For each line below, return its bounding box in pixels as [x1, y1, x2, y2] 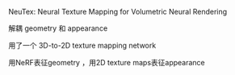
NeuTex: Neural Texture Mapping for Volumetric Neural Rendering [8, 7, 228, 16]
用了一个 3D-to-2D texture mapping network [8, 40, 157, 50]
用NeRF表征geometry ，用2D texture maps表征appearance [8, 58, 206, 67]
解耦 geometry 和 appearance [8, 23, 108, 33]
